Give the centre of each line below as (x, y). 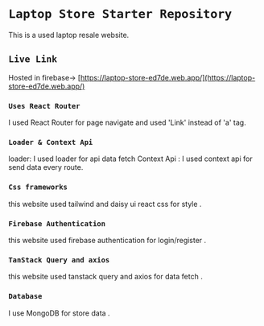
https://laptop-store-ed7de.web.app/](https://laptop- (168, 77)
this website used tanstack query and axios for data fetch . (105, 277)
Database (25, 297)
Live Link (33, 59)
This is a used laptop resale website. (69, 35)
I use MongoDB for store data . (59, 313)
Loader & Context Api (51, 142)
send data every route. (46, 167)
